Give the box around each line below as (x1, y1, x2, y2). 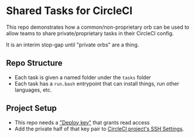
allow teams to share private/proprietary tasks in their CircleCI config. (6, 29, 174, 36)
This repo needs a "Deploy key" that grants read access (14, 119, 150, 126)
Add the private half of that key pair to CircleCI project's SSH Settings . (14, 125, 184, 132)
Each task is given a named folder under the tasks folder (14, 73, 151, 80)
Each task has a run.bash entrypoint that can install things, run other (14, 80, 180, 87)
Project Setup (6, 103, 57, 113)
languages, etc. (14, 86, 52, 93)
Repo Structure (6, 58, 63, 68)
